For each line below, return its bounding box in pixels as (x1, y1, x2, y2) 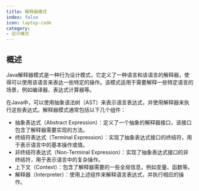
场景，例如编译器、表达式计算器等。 (6, 86, 95, 93)
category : (6, 25, 31, 32)
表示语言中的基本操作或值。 (20, 141, 88, 148)
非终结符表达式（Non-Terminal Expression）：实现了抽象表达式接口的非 (14, 148, 189, 155)
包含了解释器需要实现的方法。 (14, 126, 88, 133)
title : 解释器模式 (6, 8, 48, 15)
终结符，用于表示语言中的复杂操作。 (14, 156, 104, 163)
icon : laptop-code (6, 20, 52, 26)
